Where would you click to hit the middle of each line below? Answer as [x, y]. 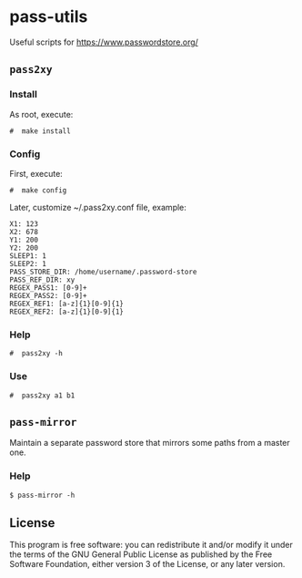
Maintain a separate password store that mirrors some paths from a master [150, 443]
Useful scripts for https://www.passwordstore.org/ [104, 42]
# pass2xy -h [36, 354]
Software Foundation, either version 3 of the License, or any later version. [147, 564]
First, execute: [36, 173]
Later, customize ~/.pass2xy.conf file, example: [98, 207]
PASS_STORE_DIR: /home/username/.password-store [103, 272]
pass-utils [49, 17]
